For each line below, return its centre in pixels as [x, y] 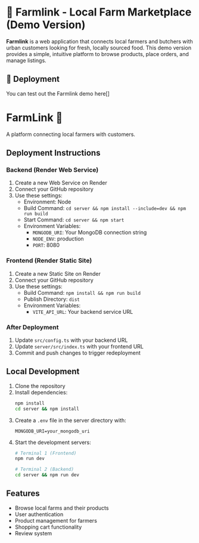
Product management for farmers [56, 520]
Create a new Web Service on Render [61, 183]
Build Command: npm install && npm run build [82, 292]
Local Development [43, 371]
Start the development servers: [53, 442]
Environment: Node [47, 202]
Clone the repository [40, 386]
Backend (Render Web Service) [52, 170]
